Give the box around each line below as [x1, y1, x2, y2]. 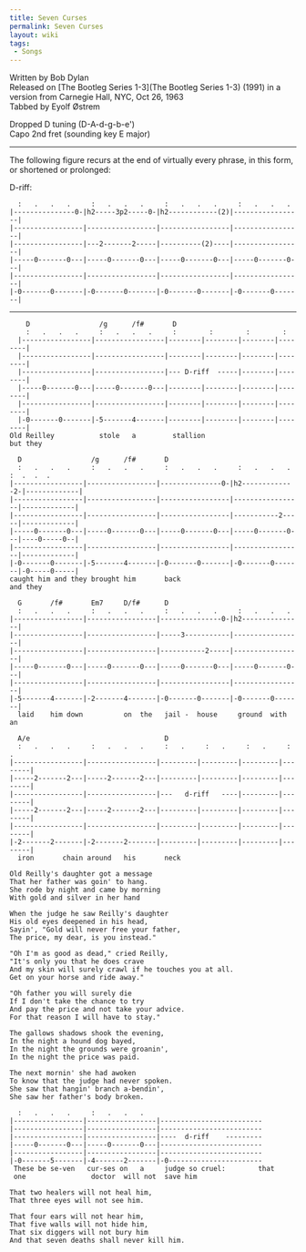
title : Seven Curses [9, 13, 88, 23]
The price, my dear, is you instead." [9, 933, 157, 942]
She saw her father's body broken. [9, 1093, 145, 1102]
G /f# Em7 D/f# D [17, 598, 169, 608]
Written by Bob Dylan [9, 72, 89, 83]
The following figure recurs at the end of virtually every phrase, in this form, [9, 155, 294, 166]
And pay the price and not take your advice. [9, 1005, 185, 1014]
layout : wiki [9, 30, 59, 39]
